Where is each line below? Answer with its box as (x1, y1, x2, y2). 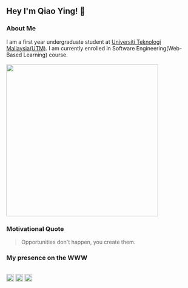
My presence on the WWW (6, 253, 88, 262)
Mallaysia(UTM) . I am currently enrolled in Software (6, 44, 135, 52)
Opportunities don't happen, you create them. (21, 238, 136, 245)
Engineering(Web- (136, 44, 183, 52)
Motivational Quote (6, 224, 64, 233)
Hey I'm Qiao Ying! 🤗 (6, 6, 86, 16)
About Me (6, 24, 36, 33)
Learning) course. (23, 51, 68, 58)
